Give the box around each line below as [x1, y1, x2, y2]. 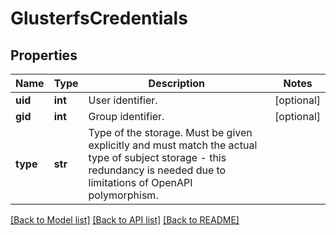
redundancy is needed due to [88, 163, 227, 177]
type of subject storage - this [88, 151, 227, 164]
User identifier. [88, 93, 158, 107]
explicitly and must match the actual [88, 138, 258, 152]
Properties [10, 47, 78, 64]
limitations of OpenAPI [88, 176, 193, 189]
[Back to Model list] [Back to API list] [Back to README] [10, 214, 240, 226]
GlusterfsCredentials [10, 7, 188, 30]
